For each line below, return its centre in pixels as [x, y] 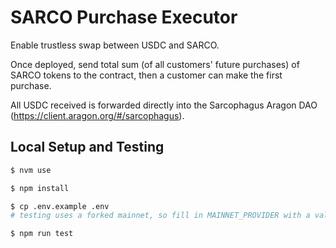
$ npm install [40, 188]
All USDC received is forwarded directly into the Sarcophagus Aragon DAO [164, 105]
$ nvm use [31, 170]
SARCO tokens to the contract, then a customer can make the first [146, 75]
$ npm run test [42, 234]
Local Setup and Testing [87, 147]
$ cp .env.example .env [60, 206]
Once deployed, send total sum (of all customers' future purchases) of [155, 64]
